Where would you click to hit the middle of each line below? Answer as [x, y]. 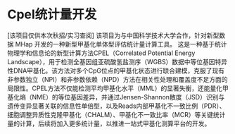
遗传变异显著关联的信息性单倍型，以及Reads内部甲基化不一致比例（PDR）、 [116, 106]
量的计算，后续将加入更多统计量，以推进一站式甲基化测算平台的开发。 [109, 123]
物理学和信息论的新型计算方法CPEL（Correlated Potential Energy [101, 53]
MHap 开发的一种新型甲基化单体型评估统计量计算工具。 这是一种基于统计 [121, 44]
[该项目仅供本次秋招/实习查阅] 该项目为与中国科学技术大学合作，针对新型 [113, 35]
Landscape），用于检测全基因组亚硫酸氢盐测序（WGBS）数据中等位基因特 [114, 61]
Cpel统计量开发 [52, 14]
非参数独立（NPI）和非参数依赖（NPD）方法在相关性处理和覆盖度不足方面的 [118, 79]
